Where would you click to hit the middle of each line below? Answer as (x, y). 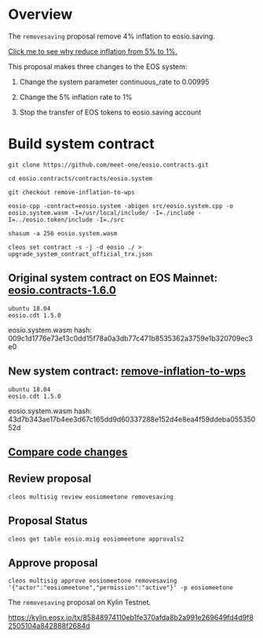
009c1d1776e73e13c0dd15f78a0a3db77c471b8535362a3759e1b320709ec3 (131, 338)
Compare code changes (68, 452)
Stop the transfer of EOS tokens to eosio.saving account (110, 112)
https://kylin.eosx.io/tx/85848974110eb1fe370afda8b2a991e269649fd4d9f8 (131, 618)
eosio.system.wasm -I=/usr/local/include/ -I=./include (101, 213)
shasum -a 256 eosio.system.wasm (63, 233)
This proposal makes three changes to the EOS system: (98, 66)
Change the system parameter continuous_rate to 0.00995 (114, 82)
